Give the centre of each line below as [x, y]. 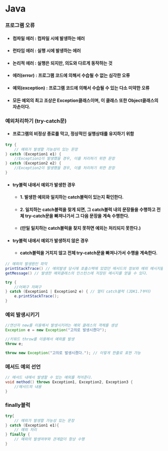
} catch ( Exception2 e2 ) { [33, 164]
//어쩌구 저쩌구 [28, 287]
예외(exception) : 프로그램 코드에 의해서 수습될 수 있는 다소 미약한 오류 [81, 88]
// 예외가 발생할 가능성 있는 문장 [44, 420]
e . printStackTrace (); [36, 296]
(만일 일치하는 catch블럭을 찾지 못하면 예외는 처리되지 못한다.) [80, 228]
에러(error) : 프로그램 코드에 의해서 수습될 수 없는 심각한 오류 [71, 75]
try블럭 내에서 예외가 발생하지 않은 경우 [50, 240]
